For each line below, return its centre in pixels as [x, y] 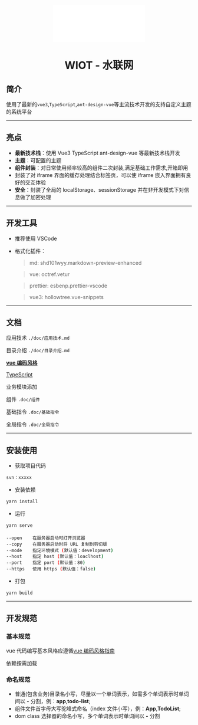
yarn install [22, 502]
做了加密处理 [35, 197]
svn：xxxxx [19, 478]
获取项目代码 [30, 466]
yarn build [19, 593]
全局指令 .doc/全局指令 [33, 424]
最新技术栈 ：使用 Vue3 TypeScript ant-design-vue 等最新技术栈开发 [97, 153]
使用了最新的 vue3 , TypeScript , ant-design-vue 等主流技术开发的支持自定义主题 [99, 104]
